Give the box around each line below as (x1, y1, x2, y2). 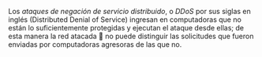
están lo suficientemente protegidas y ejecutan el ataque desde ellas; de (8, 23, 245, 32)
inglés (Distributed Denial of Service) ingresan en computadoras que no (8, 15, 242, 24)
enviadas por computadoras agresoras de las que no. (8, 40, 182, 49)
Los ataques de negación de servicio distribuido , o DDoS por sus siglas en (8, 7, 251, 16)
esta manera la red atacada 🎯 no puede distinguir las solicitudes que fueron (8, 31, 254, 41)
